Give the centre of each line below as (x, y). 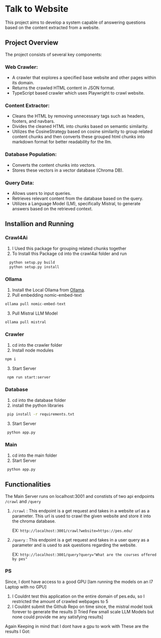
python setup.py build (32, 262)
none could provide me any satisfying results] (58, 617)
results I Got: (18, 631)
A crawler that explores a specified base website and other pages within (84, 78)
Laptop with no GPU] (26, 587)
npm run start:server (29, 377)
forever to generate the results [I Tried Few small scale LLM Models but (83, 611)
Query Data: (20, 183)
